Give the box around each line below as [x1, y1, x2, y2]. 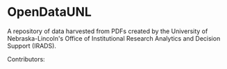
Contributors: [7, 55, 45, 63]
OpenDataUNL [7, 4, 92, 20]
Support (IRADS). [7, 41, 57, 50]
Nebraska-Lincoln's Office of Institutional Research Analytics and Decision [7, 34, 221, 42]
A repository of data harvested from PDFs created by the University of [7, 27, 208, 35]
